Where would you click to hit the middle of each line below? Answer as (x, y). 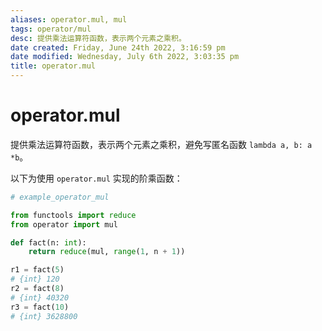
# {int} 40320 (40, 297)
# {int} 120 (35, 279)
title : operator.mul (53, 66)
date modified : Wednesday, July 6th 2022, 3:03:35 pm (125, 57)
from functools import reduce (73, 215)
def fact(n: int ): (48, 242)
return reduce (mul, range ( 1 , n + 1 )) (107, 252)
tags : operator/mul (51, 29)
